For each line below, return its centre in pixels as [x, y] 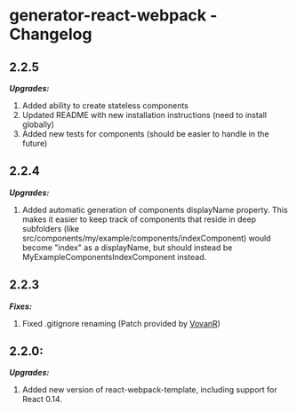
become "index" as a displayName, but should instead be [127, 247]
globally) [38, 124]
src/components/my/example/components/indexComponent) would [146, 238]
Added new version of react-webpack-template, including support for [149, 390]
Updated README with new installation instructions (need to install [144, 115]
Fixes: [21, 306]
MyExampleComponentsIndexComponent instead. [114, 257]
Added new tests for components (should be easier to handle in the [145, 134]
